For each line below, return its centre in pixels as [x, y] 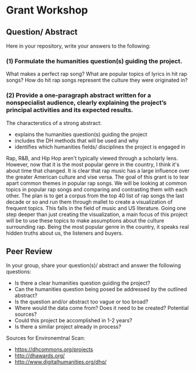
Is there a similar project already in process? [68, 327]
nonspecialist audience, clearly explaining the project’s [86, 103]
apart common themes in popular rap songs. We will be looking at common [97, 183]
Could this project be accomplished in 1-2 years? [73, 321]
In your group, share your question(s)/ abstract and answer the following [94, 265]
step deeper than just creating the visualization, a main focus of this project [97, 214]
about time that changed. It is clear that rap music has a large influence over [98, 170]
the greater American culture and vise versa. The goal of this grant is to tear [97, 177]
